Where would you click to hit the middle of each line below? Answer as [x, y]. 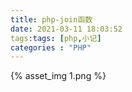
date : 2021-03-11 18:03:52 [66, 29]
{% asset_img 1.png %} [58, 76]
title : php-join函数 [51, 19]
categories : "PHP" [51, 47]
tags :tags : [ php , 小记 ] [56, 38]
